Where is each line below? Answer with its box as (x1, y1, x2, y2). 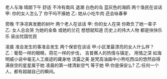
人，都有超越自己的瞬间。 (5, 69, 58, 74)
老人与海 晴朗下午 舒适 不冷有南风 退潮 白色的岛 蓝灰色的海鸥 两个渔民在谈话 (5, 4, 163, 10)
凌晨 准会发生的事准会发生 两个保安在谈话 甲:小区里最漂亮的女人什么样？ (5, 44, 155, 49)
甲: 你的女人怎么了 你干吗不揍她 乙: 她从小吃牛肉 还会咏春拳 (5, 10, 128, 16)
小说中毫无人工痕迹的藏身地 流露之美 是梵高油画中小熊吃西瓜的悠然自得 (13, 56, 161, 62)
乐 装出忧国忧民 (5, 34, 37, 39)
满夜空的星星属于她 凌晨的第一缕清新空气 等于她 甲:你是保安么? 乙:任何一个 (5, 62, 159, 68)
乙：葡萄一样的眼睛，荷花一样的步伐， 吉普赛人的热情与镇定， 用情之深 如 (5, 50, 158, 56)
